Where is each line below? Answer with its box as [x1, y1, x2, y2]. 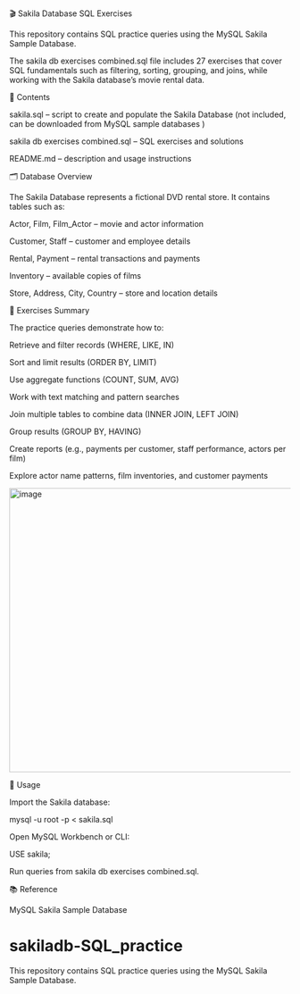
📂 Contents [9, 92, 51, 102]
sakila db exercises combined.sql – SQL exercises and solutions [9, 136, 244, 146]
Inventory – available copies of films [9, 271, 141, 280]
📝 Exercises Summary [9, 305, 90, 315]
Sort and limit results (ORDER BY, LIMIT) [9, 357, 157, 367]
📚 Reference [9, 884, 58, 894]
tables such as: [9, 201, 65, 212]
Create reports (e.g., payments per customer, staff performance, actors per [9, 444, 287, 454]
